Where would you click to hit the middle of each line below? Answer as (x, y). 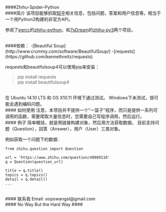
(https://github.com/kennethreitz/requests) (49, 56)
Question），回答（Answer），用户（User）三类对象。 (68, 129)
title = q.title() (24, 171)
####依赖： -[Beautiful (29, 46)
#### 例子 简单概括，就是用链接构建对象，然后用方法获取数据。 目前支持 (80, 122)
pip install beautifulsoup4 (43, 82)
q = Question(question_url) (34, 162)
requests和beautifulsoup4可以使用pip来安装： (52, 67)
